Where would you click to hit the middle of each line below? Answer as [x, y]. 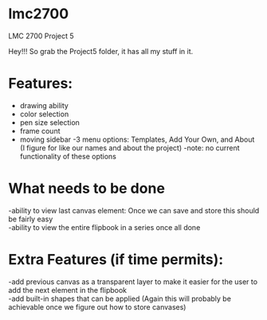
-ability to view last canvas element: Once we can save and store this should [134, 210]
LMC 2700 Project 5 [41, 36]
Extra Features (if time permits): [116, 260]
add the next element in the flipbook [68, 290]
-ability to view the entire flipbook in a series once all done [104, 227]
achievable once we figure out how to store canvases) [97, 306]
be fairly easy [31, 219]
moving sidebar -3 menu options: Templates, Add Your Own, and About [137, 139]
